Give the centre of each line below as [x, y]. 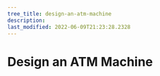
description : [26, 20]
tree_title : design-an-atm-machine [60, 14]
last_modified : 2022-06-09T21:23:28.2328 [69, 27]
